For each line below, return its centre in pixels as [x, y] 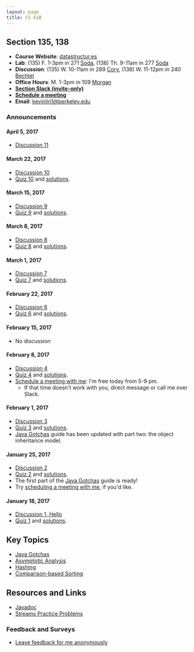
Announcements [31, 117]
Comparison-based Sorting [49, 574]
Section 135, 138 [38, 42]
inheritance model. [38, 441]
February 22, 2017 [30, 293]
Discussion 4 [31, 368]
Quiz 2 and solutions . [41, 474]
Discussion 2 [31, 468]
